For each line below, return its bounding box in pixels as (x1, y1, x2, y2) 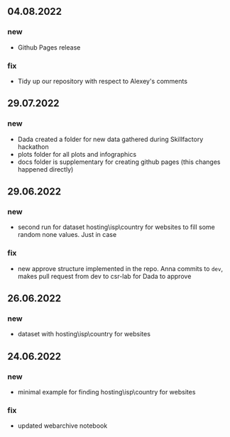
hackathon (17, 142, 50, 151)
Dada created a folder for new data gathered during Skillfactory (17, 135, 204, 143)
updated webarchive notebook (17, 421, 108, 430)
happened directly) (17, 165, 74, 173)
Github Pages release (17, 43, 81, 52)
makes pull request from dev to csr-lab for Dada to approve (17, 272, 192, 280)
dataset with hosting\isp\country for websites (17, 330, 151, 338)
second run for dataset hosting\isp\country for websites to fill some (17, 223, 215, 231)
